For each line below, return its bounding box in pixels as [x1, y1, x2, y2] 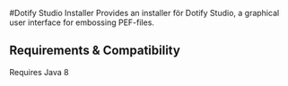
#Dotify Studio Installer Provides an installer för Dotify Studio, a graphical [9, 8, 280, 18]
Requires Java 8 [9, 66, 69, 77]
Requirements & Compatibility [9, 43, 181, 58]
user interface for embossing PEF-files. [9, 17, 155, 28]
